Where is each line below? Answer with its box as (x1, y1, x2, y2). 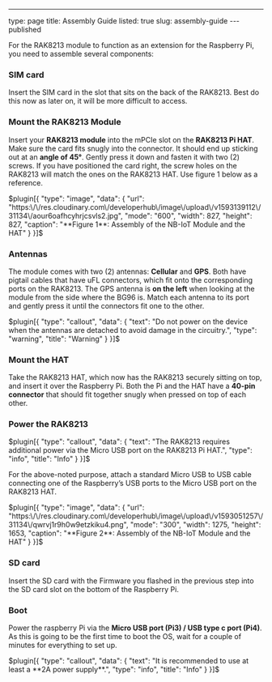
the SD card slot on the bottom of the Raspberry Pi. (8, 584, 180, 594)
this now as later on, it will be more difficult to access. (8, 96, 188, 106)
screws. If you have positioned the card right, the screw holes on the (8, 160, 237, 170)
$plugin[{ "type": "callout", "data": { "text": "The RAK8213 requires (8, 437, 231, 446)
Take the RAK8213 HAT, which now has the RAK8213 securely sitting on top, (8, 373, 262, 382)
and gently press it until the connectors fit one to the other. (8, 301, 205, 310)
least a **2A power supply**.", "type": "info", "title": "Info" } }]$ (8, 665, 220, 675)
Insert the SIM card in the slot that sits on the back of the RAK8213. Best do (8, 87, 260, 97)
